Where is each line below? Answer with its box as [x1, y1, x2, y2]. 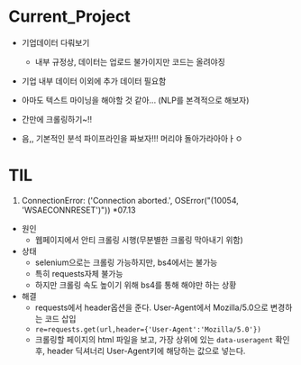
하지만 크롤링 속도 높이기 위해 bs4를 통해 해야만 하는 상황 [34, 279, 237, 290]
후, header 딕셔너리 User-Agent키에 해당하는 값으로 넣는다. [34, 345, 246, 356]
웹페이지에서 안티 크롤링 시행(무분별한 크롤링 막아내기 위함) [34, 234, 244, 245]
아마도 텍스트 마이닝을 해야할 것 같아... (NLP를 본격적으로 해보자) [21, 95, 250, 105]
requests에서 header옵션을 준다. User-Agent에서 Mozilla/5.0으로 [34, 302, 269, 313]
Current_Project [8, 6, 132, 27]
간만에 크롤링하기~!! [21, 114, 93, 124]
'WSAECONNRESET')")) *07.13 [21, 205, 136, 215]
